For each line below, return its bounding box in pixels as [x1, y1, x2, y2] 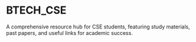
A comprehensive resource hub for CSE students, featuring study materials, [6, 23, 190, 30]
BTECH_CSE [6, 4, 67, 17]
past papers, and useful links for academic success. [6, 29, 133, 36]
